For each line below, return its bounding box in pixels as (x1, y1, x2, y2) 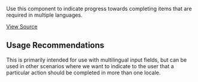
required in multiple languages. (6, 11, 83, 19)
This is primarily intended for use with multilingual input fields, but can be (6, 56, 187, 63)
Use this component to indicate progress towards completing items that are (6, 5, 193, 12)
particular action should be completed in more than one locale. (6, 69, 161, 76)
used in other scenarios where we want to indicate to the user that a (6, 62, 175, 69)
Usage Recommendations (6, 40, 105, 50)
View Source (6, 23, 38, 30)
